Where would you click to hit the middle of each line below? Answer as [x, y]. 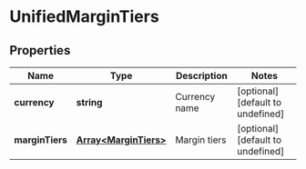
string [89, 102]
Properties [40, 50]
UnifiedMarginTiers [84, 17]
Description [202, 76]
